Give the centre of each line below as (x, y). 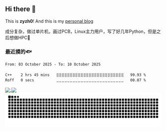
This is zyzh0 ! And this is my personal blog (49, 21)
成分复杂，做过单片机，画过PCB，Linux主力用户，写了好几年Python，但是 (81, 31)
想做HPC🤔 (20, 37)
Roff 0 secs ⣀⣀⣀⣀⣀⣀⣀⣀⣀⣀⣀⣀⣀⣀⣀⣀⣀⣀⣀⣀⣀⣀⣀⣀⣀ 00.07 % (76, 80)
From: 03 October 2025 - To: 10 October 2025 (53, 65)
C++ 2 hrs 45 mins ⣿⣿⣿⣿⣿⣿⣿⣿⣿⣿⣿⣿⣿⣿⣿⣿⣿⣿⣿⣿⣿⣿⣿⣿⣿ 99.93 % (76, 75)
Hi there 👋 (21, 9)
